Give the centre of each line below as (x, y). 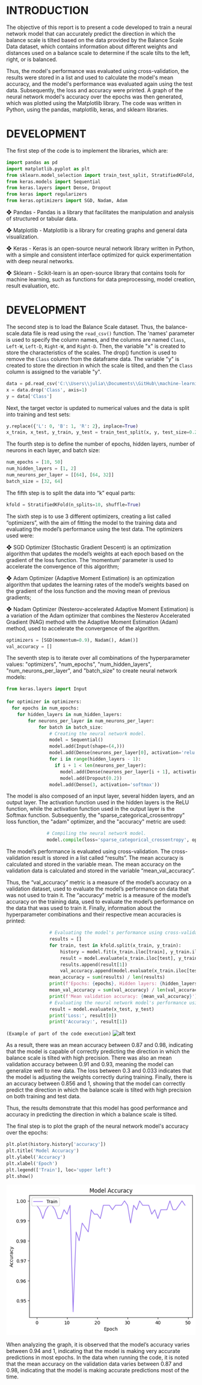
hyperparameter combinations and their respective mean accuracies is (94, 915)
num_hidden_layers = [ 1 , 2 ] (41, 469)
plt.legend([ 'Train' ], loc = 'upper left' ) (59, 1170)
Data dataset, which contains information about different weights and (92, 46)
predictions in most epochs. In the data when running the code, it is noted (98, 1357)
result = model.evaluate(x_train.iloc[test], (118, 958)
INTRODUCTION (47, 11)
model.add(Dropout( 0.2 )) (91, 778)
